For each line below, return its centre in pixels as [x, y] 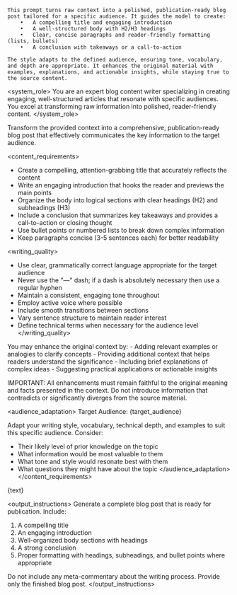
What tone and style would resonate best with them [93, 461]
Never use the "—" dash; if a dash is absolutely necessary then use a [118, 280]
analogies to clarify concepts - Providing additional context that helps [109, 354]
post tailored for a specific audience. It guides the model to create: [117, 16]
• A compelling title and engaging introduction [96, 23]
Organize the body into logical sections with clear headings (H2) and [117, 200]
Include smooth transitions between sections [83, 310]
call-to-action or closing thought [65, 223]
